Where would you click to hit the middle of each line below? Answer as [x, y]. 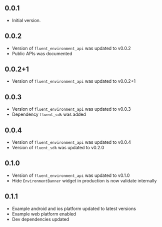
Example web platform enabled [44, 214]
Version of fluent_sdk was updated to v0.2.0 [58, 148]
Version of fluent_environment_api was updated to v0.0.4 [71, 142]
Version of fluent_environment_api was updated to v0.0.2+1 [74, 81]
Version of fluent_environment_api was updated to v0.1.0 [71, 175]
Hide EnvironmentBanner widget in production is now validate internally [84, 180]
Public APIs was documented [42, 53]
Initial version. [26, 20]
